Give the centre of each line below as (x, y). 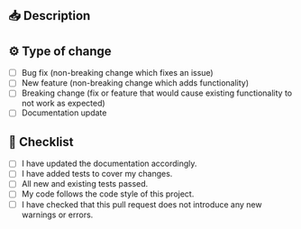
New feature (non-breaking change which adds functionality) (135, 83)
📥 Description (50, 16)
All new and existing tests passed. (85, 184)
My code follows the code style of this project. (108, 194)
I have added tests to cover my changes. (97, 174)
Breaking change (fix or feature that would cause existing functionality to (157, 93)
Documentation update (64, 113)
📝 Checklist (41, 142)
